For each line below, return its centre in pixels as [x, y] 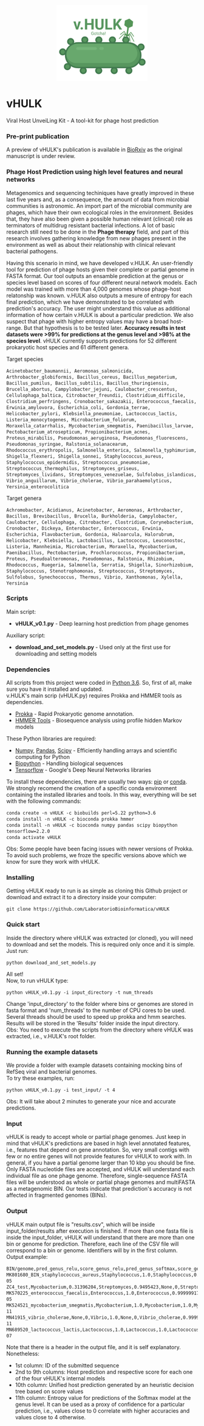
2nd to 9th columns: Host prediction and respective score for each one [104, 1372]
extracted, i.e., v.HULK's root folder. [51, 1036]
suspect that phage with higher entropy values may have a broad [87, 321]
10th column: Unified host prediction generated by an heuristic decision [104, 1385]
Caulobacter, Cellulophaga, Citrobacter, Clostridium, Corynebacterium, [100, 522]
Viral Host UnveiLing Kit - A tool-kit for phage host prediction [83, 120]
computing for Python [42, 757]
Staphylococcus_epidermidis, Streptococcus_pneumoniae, [78, 462]
